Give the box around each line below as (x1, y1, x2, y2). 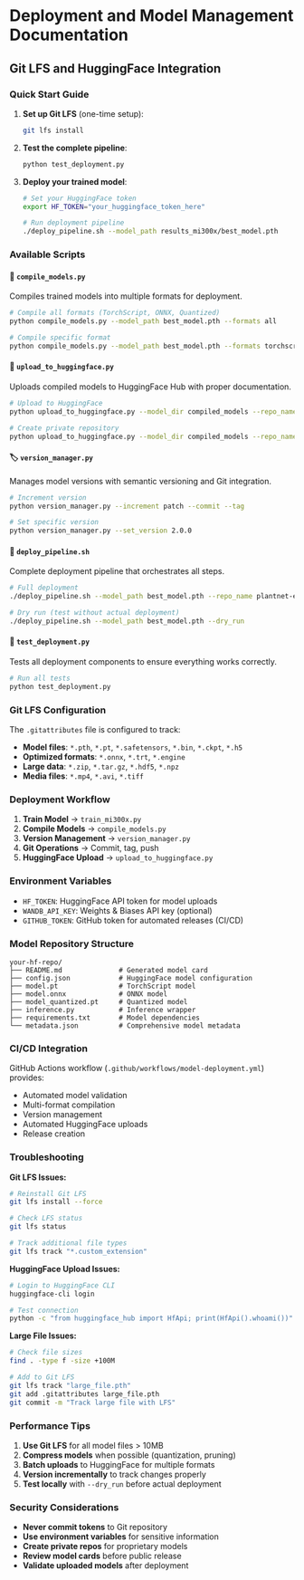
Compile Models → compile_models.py (22, 823, 166, 834)
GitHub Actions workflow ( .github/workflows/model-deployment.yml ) (9, 1063, 265, 1074)
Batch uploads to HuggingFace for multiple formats (22, 1459, 215, 1470)
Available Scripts (9, 248, 86, 261)
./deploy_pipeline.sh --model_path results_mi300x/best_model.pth (22, 227, 279, 236)
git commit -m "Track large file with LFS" (9, 1398, 176, 1407)
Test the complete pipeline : (22, 142, 128, 153)
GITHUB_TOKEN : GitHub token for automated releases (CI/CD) (22, 914, 244, 925)
